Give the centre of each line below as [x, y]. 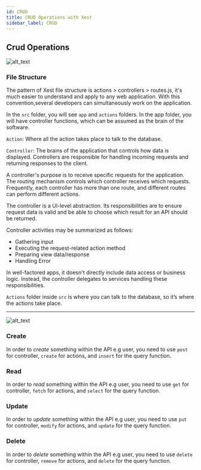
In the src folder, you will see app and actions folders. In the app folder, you [99, 115]
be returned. [22, 218]
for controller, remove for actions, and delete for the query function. [89, 460]
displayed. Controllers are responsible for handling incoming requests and [97, 157]
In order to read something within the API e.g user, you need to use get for [98, 384]
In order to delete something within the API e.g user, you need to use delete [100, 454]
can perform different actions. [43, 194]
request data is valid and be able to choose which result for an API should [97, 212]
